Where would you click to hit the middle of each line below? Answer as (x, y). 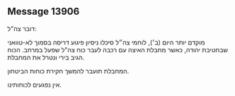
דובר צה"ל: (22, 28)
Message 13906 (44, 12)
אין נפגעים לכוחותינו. (34, 85)
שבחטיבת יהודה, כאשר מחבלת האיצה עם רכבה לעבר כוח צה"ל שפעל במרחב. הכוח (118, 49)
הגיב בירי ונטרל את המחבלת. (46, 57)
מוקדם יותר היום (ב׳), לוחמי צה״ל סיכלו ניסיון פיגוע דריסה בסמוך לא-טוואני (106, 42)
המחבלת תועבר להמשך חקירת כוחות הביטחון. (68, 71)
